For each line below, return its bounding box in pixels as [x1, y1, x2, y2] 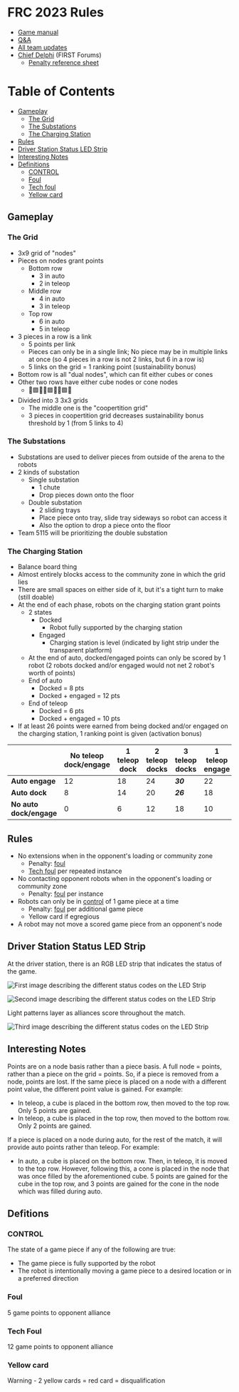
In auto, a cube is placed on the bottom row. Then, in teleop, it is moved [17, 1156, 228, 1165]
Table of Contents [7, 84, 115, 100]
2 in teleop [38, 279, 70, 288]
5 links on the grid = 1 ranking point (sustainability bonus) [28, 362, 197, 371]
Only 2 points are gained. [17, 1121, 92, 1130]
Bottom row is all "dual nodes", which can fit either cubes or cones [17, 370, 213, 378]
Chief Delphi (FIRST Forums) [17, 51, 102, 59]
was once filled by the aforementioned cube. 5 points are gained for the [17, 1171, 228, 1180]
